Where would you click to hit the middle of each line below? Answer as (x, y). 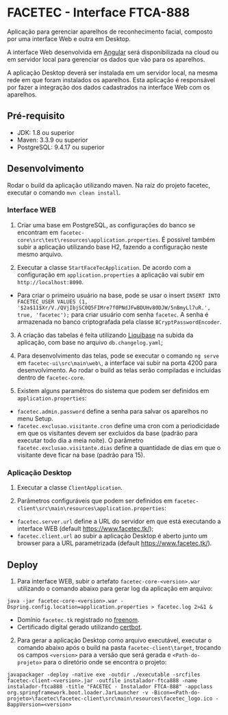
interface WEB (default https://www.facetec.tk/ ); (85, 529)
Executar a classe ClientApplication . (70, 488)
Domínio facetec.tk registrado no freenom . (78, 619)
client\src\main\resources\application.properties (91, 509)
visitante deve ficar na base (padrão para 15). (81, 455)
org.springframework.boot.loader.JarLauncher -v (78, 692)
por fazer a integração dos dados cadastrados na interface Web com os (109, 87)
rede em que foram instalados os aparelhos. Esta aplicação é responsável (111, 79)
